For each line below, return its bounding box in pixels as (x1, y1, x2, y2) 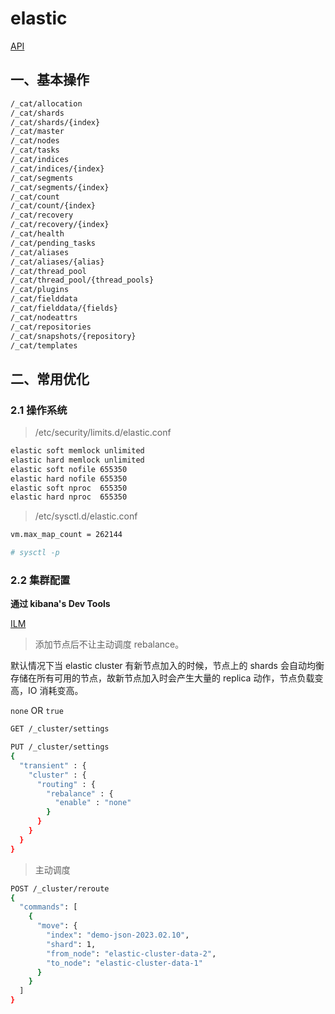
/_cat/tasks (10, 145, 60, 156)
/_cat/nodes (10, 136, 60, 146)
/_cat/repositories (10, 322, 92, 332)
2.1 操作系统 (10, 403, 68, 417)
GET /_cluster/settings (10, 724, 110, 734)
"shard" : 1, (46, 939, 97, 949)
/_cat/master (10, 127, 65, 137)
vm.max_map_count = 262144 (10, 530, 123, 540)
